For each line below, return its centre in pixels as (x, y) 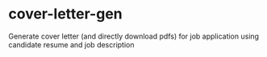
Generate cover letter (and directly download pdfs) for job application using (134, 36)
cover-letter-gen (65, 14)
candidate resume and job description (71, 44)
